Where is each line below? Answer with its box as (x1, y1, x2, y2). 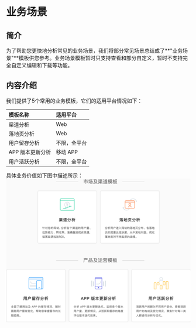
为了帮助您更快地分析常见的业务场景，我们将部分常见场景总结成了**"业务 (6, 47, 183, 54)
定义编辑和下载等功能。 (16, 62, 73, 69)
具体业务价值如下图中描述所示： (6, 172, 83, 179)
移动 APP (56, 149, 78, 156)
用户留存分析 (8, 139, 40, 146)
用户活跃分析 (8, 158, 40, 165)
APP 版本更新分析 (8, 149, 51, 156)
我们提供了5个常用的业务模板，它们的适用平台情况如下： (6, 97, 143, 104)
